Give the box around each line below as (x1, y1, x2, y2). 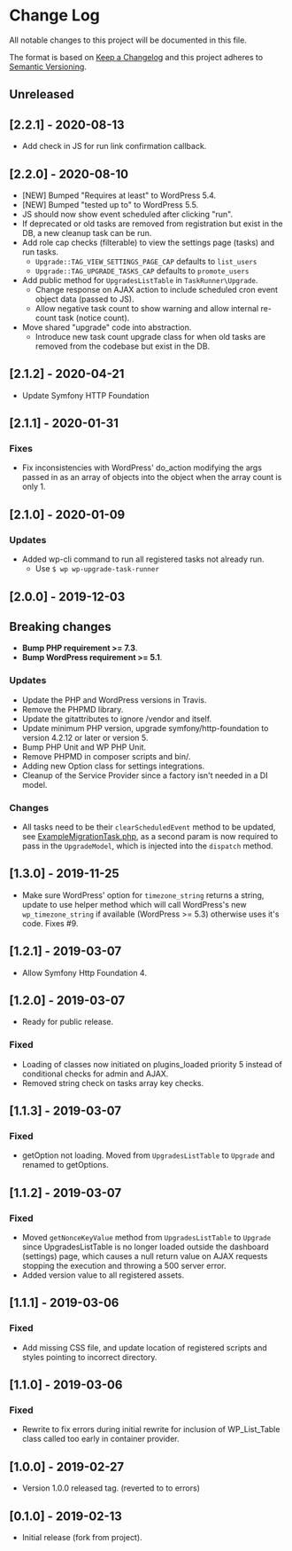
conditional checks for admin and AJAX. (21, 1068, 169, 1079)
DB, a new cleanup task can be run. (21, 227, 152, 238)
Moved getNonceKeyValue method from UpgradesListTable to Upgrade (21, 1232, 272, 1243)
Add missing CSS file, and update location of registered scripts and (21, 1342, 267, 1353)
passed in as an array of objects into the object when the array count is (21, 472, 282, 483)
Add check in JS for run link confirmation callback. (21, 141, 207, 152)
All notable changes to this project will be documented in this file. (9, 35, 248, 45)
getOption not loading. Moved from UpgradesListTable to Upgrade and (21, 1150, 275, 1161)
